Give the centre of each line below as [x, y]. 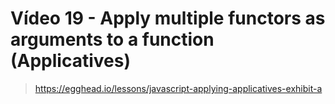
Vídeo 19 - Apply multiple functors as [168, 18]
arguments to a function [112, 39]
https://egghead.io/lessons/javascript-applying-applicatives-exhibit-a [178, 88]
